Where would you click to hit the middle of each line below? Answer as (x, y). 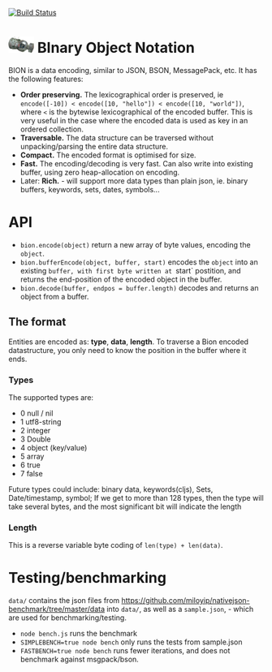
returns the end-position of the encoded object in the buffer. (121, 279)
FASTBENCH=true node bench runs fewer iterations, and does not (125, 651)
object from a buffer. (54, 296)
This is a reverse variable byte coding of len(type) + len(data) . (116, 545)
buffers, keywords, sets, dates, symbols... (90, 189)
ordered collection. (52, 129)
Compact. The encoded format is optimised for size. (108, 155)
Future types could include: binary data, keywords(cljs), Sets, (111, 489)
